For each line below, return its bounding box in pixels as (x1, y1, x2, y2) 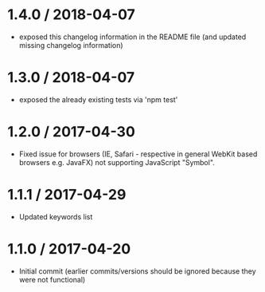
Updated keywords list (18, 211, 93, 221)
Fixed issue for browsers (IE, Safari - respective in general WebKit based (18, 149, 258, 159)
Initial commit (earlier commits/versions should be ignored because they (18, 266, 256, 276)
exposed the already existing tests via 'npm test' (18, 94, 178, 105)
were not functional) (18, 274, 86, 284)
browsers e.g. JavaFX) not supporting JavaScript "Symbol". (18, 157, 216, 167)
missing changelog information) (18, 40, 124, 49)
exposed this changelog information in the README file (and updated (18, 32, 247, 41)
